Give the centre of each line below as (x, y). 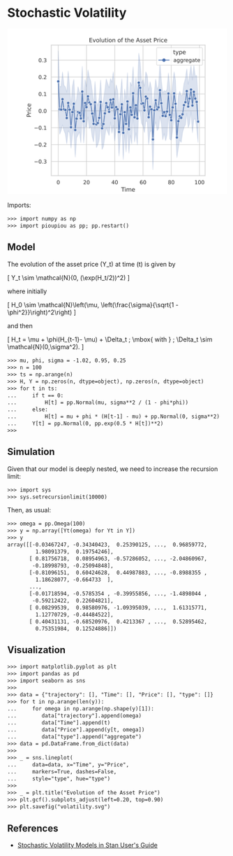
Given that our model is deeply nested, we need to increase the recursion (113, 469)
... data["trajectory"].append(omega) (74, 716)
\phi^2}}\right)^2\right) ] (42, 312)
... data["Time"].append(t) (59, 723)
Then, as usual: (29, 510)
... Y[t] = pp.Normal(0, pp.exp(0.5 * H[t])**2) (85, 423)
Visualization (37, 650)
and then (20, 325)
